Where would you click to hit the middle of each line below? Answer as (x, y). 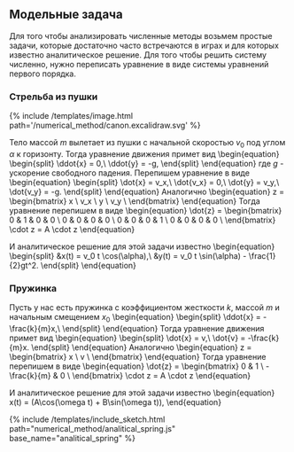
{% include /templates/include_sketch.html (87, 419)
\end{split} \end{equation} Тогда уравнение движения (163, 328)
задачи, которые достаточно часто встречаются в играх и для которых (144, 45)
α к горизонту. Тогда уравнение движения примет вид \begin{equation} (145, 153)
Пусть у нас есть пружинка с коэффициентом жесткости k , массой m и (145, 308)
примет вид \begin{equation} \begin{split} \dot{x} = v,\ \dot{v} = (128, 338)
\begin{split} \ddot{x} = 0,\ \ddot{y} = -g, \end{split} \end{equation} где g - (147, 163)
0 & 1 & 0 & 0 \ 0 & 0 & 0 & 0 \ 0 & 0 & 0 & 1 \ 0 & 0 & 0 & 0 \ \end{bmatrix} (143, 220)
